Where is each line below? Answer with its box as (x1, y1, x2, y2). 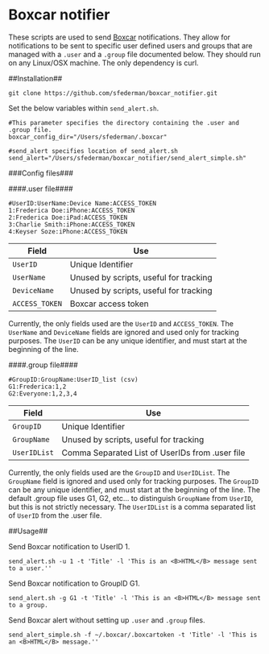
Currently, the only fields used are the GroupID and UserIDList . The (8, 467, 230, 477)
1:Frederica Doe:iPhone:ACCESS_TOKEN (8, 206, 135, 214)
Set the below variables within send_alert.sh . (8, 103, 159, 113)
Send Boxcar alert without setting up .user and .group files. (8, 615, 205, 625)
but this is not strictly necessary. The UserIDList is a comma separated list (8, 502, 256, 511)
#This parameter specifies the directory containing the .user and (8, 118, 240, 126)
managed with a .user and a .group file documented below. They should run (8, 49, 261, 59)
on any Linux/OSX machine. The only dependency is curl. (8, 58, 199, 68)
